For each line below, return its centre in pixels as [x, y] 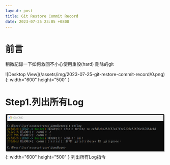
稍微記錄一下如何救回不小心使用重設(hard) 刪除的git [60, 64]
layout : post [19, 11]
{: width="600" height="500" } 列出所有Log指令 [55, 157]
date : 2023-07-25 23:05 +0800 [37, 21]
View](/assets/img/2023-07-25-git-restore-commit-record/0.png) [96, 75]
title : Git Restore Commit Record [42, 16]
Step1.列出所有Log [45, 102]
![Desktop [16, 75]
